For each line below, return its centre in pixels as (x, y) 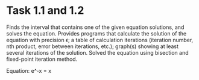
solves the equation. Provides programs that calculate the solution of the (96, 33)
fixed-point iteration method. (42, 59)
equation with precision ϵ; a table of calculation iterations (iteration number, (100, 40)
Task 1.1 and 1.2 (45, 11)
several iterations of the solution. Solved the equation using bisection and (97, 52)
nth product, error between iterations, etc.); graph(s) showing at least (93, 46)
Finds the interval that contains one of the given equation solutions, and (95, 27)
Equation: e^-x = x (29, 70)
